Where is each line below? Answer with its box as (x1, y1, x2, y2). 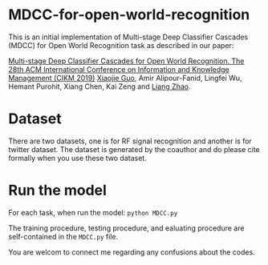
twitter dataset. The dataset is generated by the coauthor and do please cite (8, 144, 260, 154)
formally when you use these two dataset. (8, 153, 147, 163)
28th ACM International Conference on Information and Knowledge (8, 64, 230, 74)
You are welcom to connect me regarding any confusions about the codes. (8, 247, 255, 257)
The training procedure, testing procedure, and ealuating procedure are (8, 223, 245, 233)
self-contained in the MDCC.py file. (8, 231, 119, 241)
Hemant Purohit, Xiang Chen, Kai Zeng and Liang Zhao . (8, 82, 191, 91)
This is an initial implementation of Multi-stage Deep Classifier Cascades (8, 32, 249, 42)
